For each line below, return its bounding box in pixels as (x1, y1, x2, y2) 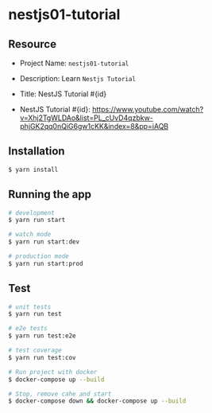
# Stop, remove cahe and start (8, 390, 112, 398)
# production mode (8, 252, 69, 260)
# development (8, 208, 56, 216)
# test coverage (8, 346, 62, 355)
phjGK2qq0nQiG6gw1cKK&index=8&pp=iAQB (19, 122, 169, 131)
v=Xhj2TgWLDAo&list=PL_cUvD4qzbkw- (19, 113, 153, 123)
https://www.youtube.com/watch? (92, 105, 204, 114)
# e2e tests (8, 325, 48, 333)
